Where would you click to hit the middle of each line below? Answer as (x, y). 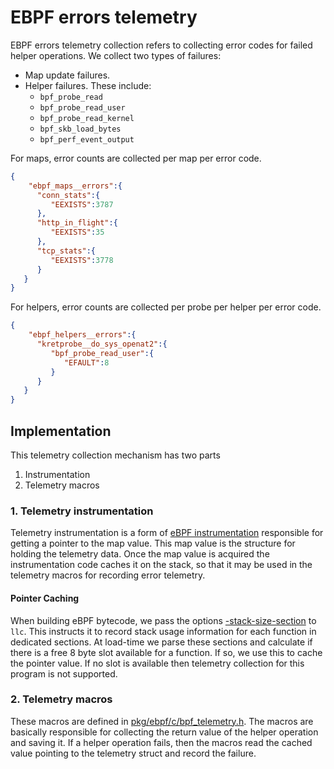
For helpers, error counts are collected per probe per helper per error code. (166, 307)
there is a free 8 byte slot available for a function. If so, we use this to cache (166, 652)
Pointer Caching (45, 598)
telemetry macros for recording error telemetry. (108, 575)
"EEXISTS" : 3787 (82, 204)
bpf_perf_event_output (87, 139)
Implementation (61, 431)
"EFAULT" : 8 (86, 362)
